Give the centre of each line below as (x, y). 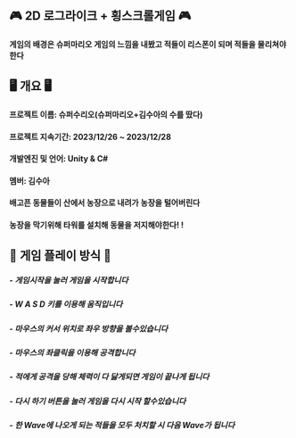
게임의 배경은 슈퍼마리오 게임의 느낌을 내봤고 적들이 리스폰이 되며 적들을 (132, 44)
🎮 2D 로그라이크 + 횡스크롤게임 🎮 (100, 16)
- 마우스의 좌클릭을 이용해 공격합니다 (72, 353)
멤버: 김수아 (30, 180)
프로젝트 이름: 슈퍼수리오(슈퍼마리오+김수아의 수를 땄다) (106, 114)
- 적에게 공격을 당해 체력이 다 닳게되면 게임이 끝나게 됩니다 (109, 376)
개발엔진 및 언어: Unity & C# (59, 159)
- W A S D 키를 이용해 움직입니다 (66, 304)
